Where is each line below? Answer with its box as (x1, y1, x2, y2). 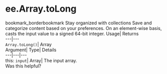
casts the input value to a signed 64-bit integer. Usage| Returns (5, 30, 139, 36)
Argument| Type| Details (5, 47, 57, 53)
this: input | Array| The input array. (5, 57, 78, 63)
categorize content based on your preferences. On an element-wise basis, (5, 25, 162, 31)
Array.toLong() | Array (5, 41, 52, 47)
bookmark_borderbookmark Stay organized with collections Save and (5, 20, 152, 26)
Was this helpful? (5, 63, 42, 69)
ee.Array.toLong (5, 3, 77, 15)
